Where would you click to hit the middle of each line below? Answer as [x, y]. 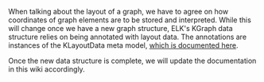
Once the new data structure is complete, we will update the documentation [132, 61]
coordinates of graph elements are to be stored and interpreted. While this [130, 20]
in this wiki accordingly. [47, 69]
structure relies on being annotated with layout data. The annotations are [128, 37]
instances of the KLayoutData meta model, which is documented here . [123, 45]
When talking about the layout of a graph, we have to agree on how [118, 12]
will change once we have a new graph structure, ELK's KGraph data [120, 28]
